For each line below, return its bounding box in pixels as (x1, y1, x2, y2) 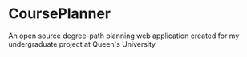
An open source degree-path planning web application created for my (8, 31, 240, 40)
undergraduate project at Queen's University (8, 39, 156, 48)
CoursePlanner (8, 5, 111, 23)
